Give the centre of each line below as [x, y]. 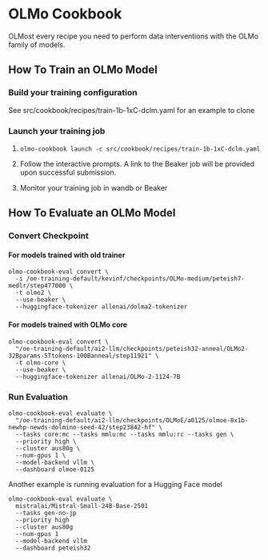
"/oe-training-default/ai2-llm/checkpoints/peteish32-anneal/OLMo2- [132, 348]
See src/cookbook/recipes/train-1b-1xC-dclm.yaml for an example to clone [132, 110]
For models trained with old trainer [67, 255]
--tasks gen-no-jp [46, 513]
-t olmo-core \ [41, 363]
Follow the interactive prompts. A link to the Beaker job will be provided [137, 163]
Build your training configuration [73, 93]
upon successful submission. [68, 172]
